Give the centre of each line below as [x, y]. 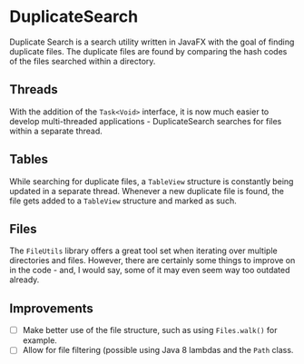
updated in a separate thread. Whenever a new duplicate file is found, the [147, 191]
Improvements [51, 308]
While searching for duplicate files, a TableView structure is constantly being [152, 181]
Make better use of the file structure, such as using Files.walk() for [150, 330]
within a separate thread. [56, 131]
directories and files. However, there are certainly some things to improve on [152, 261]
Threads [34, 89]
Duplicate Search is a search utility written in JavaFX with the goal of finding [152, 42]
